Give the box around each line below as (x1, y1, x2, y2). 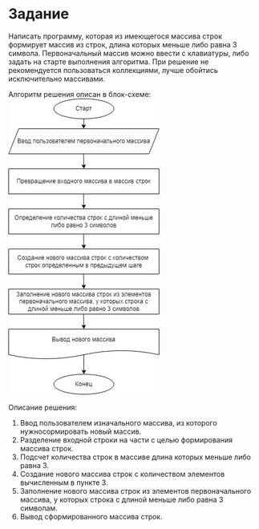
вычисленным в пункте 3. (19, 478, 108, 487)
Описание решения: (8, 402, 78, 412)
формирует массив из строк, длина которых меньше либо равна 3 (8, 39, 237, 49)
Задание (8, 5, 70, 23)
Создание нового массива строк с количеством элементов (19, 469, 225, 479)
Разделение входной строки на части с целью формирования (19, 434, 233, 445)
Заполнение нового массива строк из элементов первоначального (19, 486, 252, 495)
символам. (19, 503, 58, 513)
